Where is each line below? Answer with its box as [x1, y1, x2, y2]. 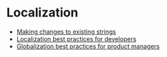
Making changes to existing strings [16, 27, 117, 36]
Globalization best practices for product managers [16, 42, 160, 50]
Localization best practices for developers [16, 34, 137, 43]
